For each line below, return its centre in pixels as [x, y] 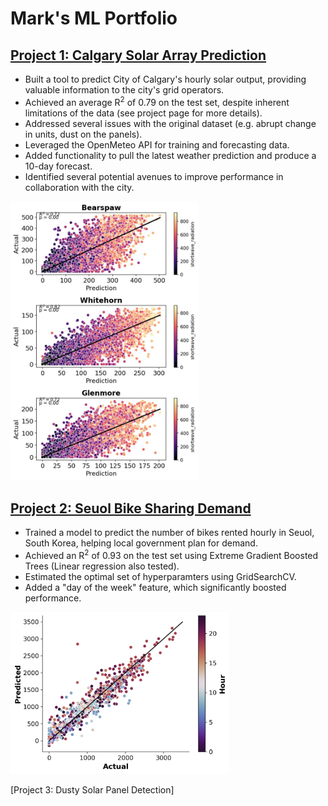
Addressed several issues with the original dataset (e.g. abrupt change [170, 123]
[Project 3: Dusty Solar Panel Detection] [92, 790]
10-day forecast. [58, 166]
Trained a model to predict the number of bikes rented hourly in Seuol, [169, 532]
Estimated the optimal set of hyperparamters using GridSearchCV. [160, 576]
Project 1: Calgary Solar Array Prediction [138, 55]
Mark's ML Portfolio [94, 18]
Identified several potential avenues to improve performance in [154, 176]
